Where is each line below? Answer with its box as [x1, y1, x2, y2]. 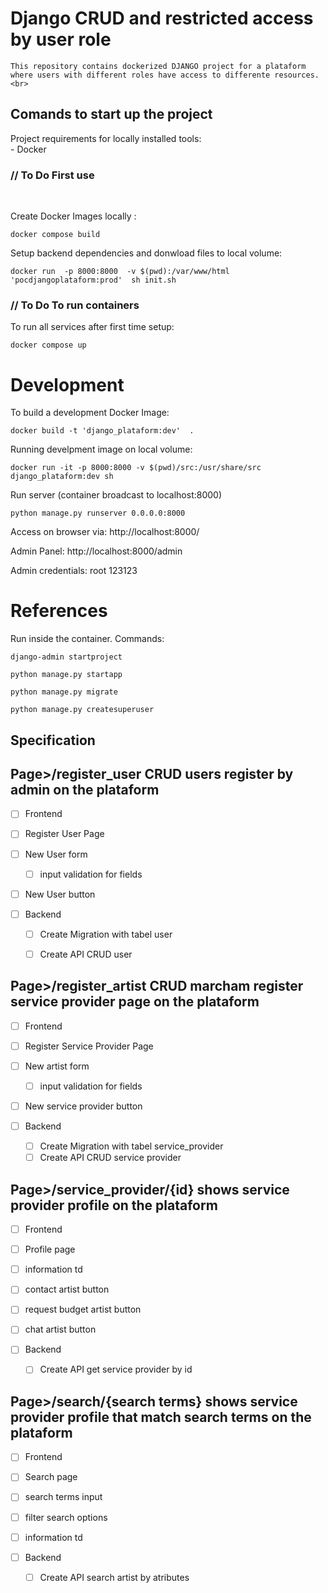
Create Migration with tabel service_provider [39, 1140, 224, 1152]
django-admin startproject [10, 652, 123, 662]
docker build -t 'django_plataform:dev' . [10, 426, 195, 436]
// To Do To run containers [10, 298, 140, 312]
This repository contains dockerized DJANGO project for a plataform [10, 61, 307, 71]
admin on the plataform [10, 782, 160, 798]
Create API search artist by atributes [39, 1571, 190, 1583]
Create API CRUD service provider [39, 1152, 182, 1164]
